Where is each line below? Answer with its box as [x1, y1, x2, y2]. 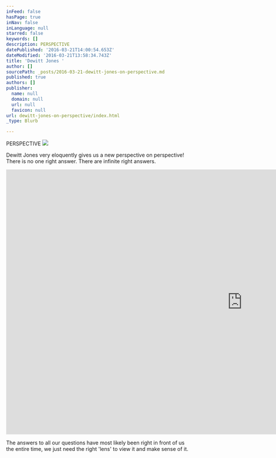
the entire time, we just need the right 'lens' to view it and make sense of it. [6, 446, 189, 453]
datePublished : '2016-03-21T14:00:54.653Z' [6, 47, 115, 53]
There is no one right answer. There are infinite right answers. [6, 158, 156, 165]
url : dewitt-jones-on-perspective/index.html [6, 112, 120, 118]
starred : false [6, 31, 44, 36]
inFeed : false [6, 8, 41, 15]
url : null [11, 101, 35, 108]
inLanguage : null [6, 25, 49, 31]
